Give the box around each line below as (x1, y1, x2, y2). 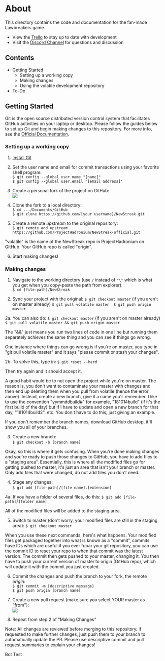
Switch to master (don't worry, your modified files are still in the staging (12, 517, 158, 524)
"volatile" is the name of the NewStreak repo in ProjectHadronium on (5, 238, 144, 245)
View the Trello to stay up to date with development (12, 34, 117, 40)
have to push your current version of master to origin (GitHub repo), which (5, 559, 156, 565)
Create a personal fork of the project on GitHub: (12, 187, 109, 193)
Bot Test (5, 652, 22, 658)
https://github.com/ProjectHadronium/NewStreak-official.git (12, 230, 141, 235)
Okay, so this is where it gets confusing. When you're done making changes (5, 449, 160, 454)
